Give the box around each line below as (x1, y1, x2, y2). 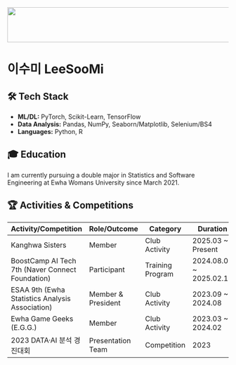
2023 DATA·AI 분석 (11, 335, 72, 345)
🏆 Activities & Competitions (7, 199, 133, 211)
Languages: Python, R (17, 128, 83, 135)
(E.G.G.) (11, 322, 37, 332)
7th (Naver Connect (11, 265, 77, 274)
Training (145, 260, 172, 270)
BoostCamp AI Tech (11, 255, 77, 265)
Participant (88, 265, 125, 274)
